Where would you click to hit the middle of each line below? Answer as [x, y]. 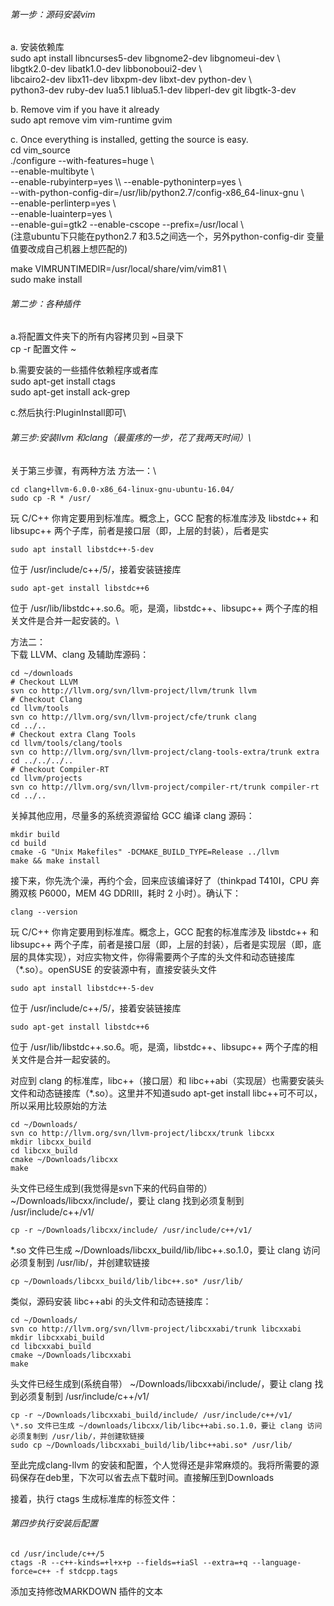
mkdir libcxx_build [51, 1142]
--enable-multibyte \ [52, 171]
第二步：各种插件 [45, 303]
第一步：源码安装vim [53, 14]
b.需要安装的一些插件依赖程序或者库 [84, 370]
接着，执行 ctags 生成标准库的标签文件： [94, 1498]
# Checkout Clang [46, 699]
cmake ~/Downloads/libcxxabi [71, 1355]
